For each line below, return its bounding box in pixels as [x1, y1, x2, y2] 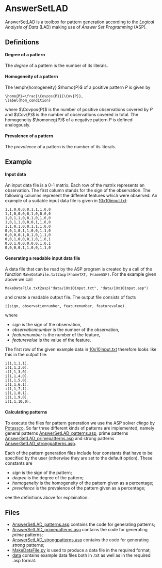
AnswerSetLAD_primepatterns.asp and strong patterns [5, 435, 114, 441]
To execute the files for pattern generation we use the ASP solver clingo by [5, 420, 155, 426]
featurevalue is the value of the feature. [12, 337, 91, 343]
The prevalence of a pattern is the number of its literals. [5, 143, 116, 149]
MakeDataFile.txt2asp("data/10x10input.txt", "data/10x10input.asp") [5, 285, 149, 291]
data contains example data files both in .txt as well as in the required [12, 552, 151, 558]
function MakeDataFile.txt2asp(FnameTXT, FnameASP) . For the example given [5, 271, 157, 277]
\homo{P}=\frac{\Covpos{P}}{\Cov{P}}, [5, 94, 83, 98]
